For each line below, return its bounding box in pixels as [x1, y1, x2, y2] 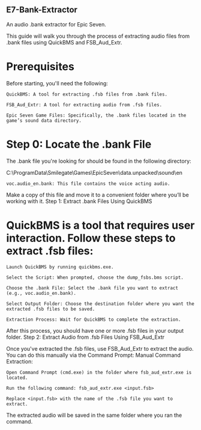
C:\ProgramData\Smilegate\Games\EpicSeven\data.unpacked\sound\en [6, 169, 183, 176]
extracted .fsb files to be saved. [6, 306, 95, 312]
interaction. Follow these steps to [6, 231, 176, 245]
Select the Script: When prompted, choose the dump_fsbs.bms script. [6, 274, 184, 280]
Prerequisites [6, 60, 75, 73]
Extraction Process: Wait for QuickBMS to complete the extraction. [6, 316, 181, 322]
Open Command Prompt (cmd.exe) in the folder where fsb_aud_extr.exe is [6, 369, 192, 375]
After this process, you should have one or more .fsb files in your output [6, 327, 184, 334]
